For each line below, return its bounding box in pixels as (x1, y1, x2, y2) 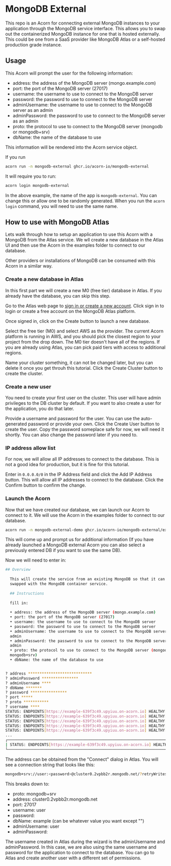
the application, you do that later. (5, 405, 74, 412)
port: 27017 (12, 801, 37, 807)
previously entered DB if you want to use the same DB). (5, 547, 122, 554)
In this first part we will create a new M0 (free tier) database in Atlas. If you (5, 287, 162, 294)
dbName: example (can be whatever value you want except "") (12, 817, 145, 824)
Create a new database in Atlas (5, 276, 84, 283)
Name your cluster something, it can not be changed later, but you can (5, 359, 154, 366)
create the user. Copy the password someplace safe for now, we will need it (5, 426, 164, 432)
